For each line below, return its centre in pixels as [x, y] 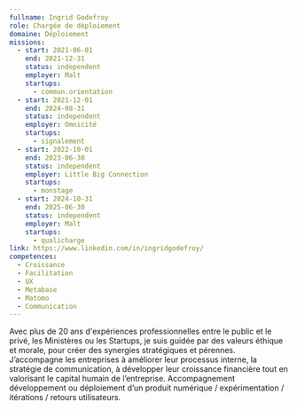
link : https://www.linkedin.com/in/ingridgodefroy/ [106, 248]
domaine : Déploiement [49, 34]
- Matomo [33, 298]
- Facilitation [45, 273]
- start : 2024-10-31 [55, 199]
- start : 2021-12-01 [55, 100]
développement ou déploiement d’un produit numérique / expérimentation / [147, 388]
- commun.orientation [73, 91]
